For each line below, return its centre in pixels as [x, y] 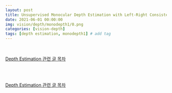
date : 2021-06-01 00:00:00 [34, 19]
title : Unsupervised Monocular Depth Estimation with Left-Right [76, 15]
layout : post [19, 10]
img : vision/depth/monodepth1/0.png [44, 24]
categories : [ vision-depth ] [35, 29]
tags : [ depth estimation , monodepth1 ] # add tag [58, 34]
